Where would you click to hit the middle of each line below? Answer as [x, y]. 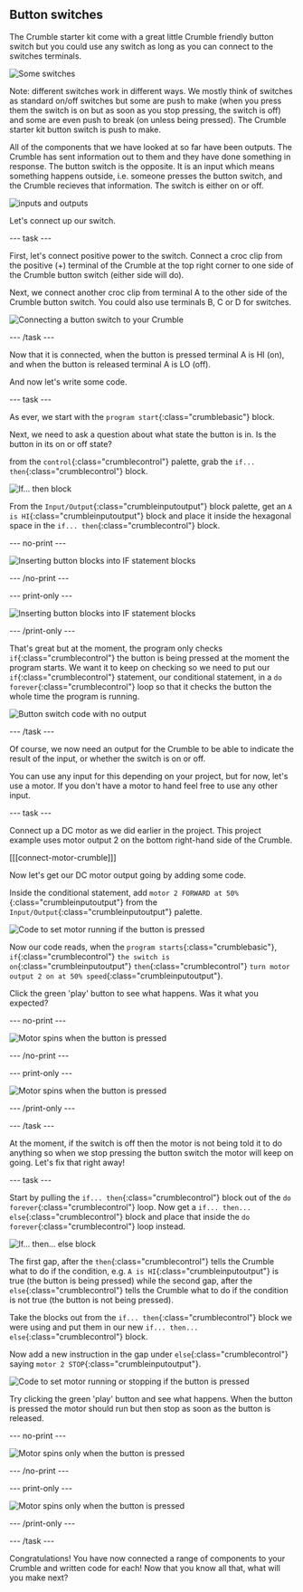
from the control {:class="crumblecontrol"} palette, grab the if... [133, 462]
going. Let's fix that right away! [67, 1162]
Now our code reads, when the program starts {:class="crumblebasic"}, [143, 947]
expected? [29, 1003]
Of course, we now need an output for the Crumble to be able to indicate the [151, 748]
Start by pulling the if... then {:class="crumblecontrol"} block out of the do [150, 1197]
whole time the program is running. [75, 696]
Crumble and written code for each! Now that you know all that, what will [145, 1568]
